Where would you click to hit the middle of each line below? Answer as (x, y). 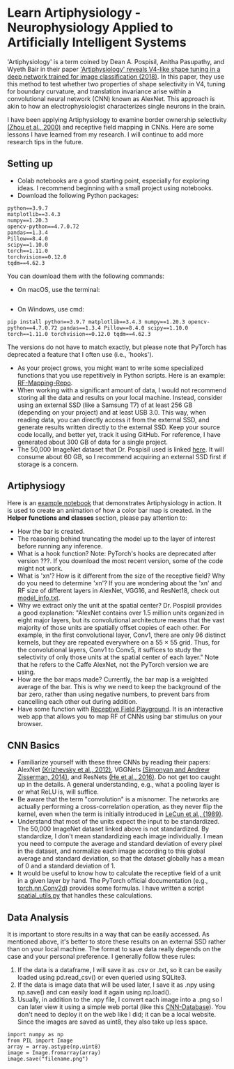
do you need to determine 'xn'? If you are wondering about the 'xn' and (119, 583)
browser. (30, 723)
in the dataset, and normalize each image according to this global (111, 851)
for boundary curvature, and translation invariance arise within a (99, 91)
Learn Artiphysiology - (74, 13)
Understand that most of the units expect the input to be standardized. (118, 822)
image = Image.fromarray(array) (54, 1053)
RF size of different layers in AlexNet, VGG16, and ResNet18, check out (118, 590)
